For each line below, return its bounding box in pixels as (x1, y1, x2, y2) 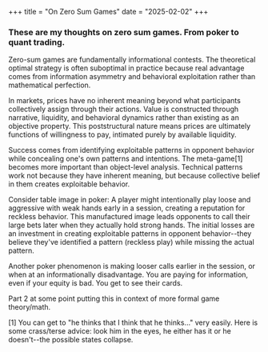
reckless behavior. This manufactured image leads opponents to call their (8, 212, 250, 222)
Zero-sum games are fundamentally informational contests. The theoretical (8, 55, 256, 65)
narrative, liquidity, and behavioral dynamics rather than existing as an (8, 113, 240, 122)
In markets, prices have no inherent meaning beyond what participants (8, 96, 242, 106)
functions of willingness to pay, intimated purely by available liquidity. (8, 130, 238, 139)
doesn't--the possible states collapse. (8, 335, 134, 345)
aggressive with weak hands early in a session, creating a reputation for (8, 203, 246, 213)
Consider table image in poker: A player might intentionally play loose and (8, 195, 251, 205)
